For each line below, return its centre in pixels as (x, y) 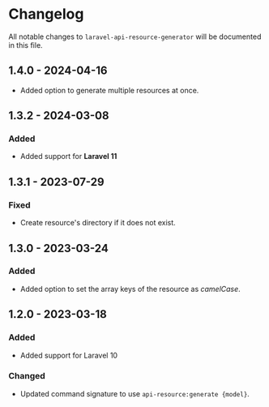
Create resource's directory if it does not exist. (98, 223)
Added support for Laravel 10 (69, 355)
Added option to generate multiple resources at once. (109, 90)
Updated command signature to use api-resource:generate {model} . (134, 393)
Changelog (46, 14)
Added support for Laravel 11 (68, 156)
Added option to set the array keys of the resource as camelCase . (130, 289)
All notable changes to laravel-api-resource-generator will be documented (135, 36)
